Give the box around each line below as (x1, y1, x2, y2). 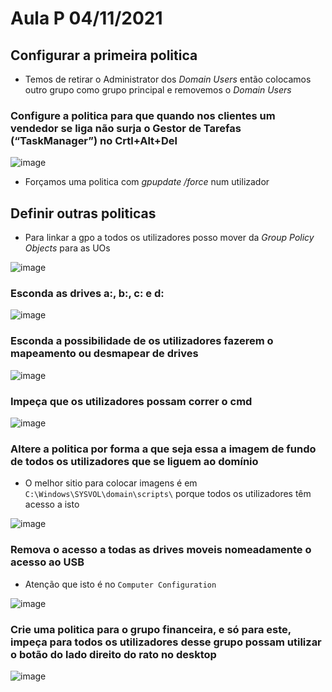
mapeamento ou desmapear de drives (10, 347, 199, 361)
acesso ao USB (10, 555, 85, 569)
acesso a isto (24, 498, 80, 511)
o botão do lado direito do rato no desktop (10, 647, 217, 661)
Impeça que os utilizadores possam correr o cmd (10, 394, 253, 408)
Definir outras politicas (10, 205, 157, 222)
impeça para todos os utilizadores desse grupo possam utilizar (10, 635, 322, 649)
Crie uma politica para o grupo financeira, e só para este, (10, 622, 292, 636)
